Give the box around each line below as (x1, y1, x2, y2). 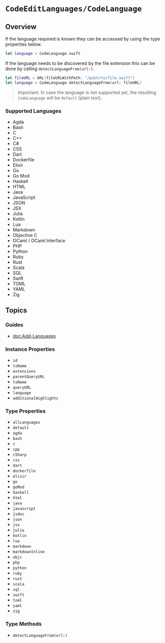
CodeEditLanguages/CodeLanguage (5, 4, 142, 14)
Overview (5, 22, 37, 31)
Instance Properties (5, 346, 55, 353)
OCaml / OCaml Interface (12, 238, 65, 244)
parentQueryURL (12, 374, 45, 379)
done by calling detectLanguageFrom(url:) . (5, 65, 95, 72)
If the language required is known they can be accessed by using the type (5, 36, 160, 42)
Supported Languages (5, 107, 62, 114)
